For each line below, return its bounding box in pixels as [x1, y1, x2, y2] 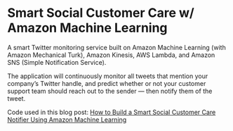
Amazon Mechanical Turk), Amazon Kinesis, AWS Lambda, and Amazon [7, 51, 215, 59]
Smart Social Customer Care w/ [7, 5, 194, 21]
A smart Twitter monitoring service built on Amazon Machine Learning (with [7, 43, 226, 51]
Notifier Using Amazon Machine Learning [7, 115, 127, 124]
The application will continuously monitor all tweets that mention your [7, 72, 208, 80]
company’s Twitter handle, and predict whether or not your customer [7, 79, 206, 87]
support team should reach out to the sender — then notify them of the [7, 87, 213, 95]
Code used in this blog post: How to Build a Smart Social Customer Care [7, 108, 216, 116]
